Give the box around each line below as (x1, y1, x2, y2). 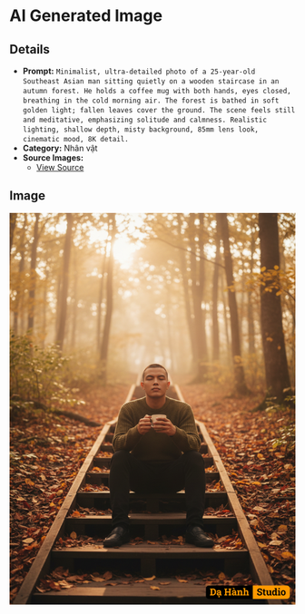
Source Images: (22, 152, 84, 163)
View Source (35, 162, 84, 172)
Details (9, 42, 50, 57)
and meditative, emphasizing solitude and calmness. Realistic (22, 115, 268, 124)
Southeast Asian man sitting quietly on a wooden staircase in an (22, 77, 280, 86)
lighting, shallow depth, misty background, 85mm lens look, (22, 125, 260, 134)
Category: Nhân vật (22, 142, 98, 153)
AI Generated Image (9, 5, 163, 26)
